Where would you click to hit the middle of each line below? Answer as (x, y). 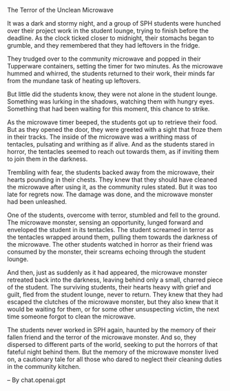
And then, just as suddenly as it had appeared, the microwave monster (107, 273)
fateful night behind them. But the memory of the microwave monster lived (113, 352)
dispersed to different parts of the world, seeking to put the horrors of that (113, 344)
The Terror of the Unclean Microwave (60, 10)
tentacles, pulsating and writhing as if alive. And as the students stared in (111, 144)
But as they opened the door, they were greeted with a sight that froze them (115, 130)
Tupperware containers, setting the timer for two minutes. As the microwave (115, 66)
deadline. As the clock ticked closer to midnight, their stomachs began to (111, 38)
